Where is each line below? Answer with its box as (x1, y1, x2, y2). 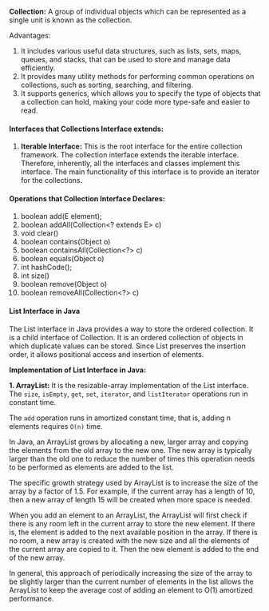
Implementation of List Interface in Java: (9, 365, 147, 375)
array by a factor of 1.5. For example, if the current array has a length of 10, (9, 486, 255, 496)
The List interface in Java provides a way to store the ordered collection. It (9, 323, 254, 334)
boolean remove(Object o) (20, 280, 108, 289)
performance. (9, 593, 54, 603)
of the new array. (9, 553, 65, 562)
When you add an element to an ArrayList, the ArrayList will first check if (9, 510, 247, 520)
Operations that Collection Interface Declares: (9, 193, 166, 203)
